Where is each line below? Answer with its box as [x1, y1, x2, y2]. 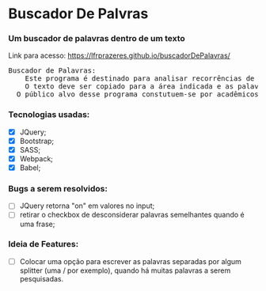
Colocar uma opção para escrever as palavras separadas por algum [19, 256, 241, 266]
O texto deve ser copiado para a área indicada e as [25, 82, 234, 91]
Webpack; [19, 153, 54, 163]
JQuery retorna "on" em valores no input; [19, 201, 155, 210]
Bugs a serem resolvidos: [8, 183, 108, 195]
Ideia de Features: [8, 239, 79, 250]
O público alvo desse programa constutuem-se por [16, 90, 214, 99]
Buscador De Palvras [8, 5, 149, 23]
